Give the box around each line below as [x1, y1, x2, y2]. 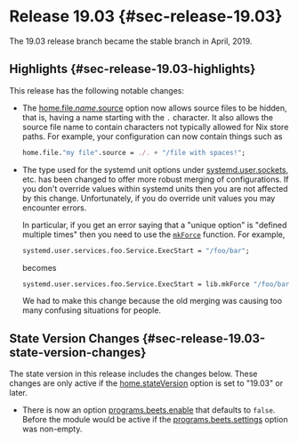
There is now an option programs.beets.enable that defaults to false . [21, 405, 276, 415]
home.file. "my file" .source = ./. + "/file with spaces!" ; [21, 148, 246, 157]
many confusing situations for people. [21, 305, 162, 316]
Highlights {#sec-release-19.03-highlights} [9, 62, 256, 77]
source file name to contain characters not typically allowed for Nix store [21, 121, 289, 132]
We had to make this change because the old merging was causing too [21, 296, 283, 307]
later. [9, 388, 28, 398]
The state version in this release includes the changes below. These [9, 368, 258, 380]
